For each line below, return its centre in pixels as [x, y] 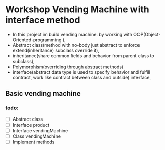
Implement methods [34, 142]
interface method [43, 20]
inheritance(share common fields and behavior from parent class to [83, 56]
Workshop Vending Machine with [77, 9]
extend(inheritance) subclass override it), [56, 50]
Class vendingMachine [37, 136]
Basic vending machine [43, 93]
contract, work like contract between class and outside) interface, [82, 77]
